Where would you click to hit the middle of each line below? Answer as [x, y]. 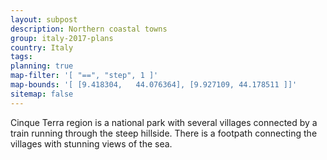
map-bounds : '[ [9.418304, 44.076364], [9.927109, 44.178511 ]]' [154, 85]
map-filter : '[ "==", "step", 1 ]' [84, 76]
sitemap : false [42, 94]
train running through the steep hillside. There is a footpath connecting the [164, 133]
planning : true [42, 66]
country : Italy [42, 47]
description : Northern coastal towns [89, 29]
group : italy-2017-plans [62, 38]
